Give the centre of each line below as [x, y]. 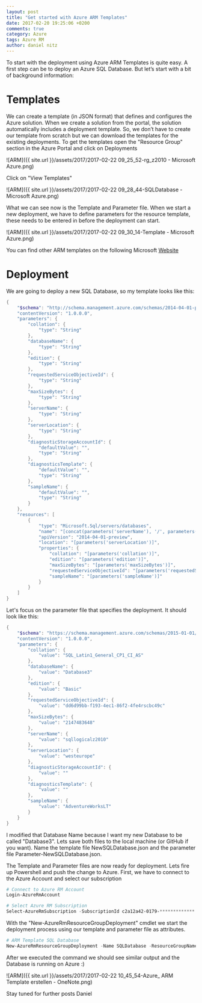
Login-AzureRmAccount [33, 895]
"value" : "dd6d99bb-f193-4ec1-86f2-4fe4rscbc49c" [102, 706]
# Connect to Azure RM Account [45, 889]
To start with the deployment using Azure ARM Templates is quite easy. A [97, 62]
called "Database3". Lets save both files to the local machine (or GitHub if [97, 841]
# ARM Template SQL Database [43, 940]
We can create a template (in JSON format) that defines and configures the [99, 116]
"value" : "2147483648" [67, 723]
